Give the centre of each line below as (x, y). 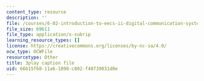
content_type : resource (36, 12)
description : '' (27, 18)
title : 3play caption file (40, 63)
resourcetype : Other (32, 57)
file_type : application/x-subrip (49, 35)
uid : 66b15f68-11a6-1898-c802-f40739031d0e (62, 69)
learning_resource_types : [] (43, 40)
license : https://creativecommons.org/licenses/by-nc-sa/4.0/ (87, 46)
